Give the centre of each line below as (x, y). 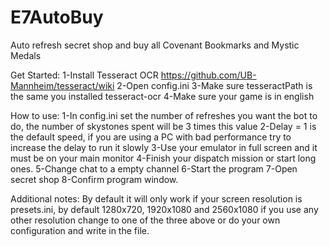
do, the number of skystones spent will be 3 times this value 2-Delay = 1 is (163, 126)
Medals (26, 55)
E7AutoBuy (57, 17)
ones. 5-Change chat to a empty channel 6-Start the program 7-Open (154, 168)
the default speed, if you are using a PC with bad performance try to (151, 137)
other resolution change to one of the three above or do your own (145, 220)
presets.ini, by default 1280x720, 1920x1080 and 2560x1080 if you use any (164, 209)
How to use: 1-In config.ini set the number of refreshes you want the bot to (164, 115)
